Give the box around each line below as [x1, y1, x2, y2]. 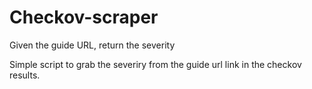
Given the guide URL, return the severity [9, 39, 176, 51]
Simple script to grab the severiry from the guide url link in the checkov [9, 58, 302, 70]
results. [9, 69, 41, 81]
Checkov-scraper [9, 6, 159, 29]
